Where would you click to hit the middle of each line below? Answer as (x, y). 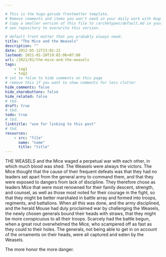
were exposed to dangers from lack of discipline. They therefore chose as (80, 182)
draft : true (17, 106)
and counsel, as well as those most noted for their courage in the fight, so (80, 193)
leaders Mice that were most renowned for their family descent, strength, (80, 187)
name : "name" (32, 142)
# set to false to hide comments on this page (54, 78)
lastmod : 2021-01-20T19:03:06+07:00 (43, 55)
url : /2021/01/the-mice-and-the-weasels (47, 60)
